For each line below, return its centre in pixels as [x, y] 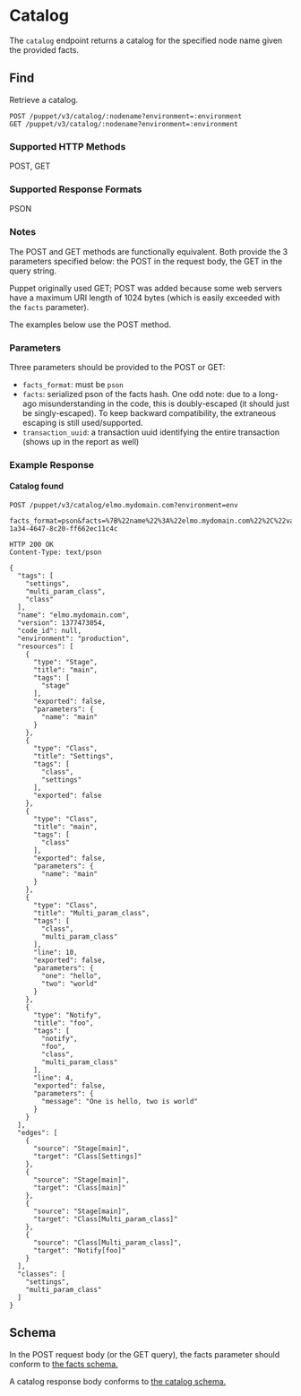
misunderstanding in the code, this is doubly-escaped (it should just [164, 403]
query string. [33, 271]
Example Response [52, 464]
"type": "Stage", [65, 663]
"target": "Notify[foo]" [79, 1251]
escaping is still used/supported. [82, 422]
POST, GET [30, 166]
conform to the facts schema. [64, 1364]
